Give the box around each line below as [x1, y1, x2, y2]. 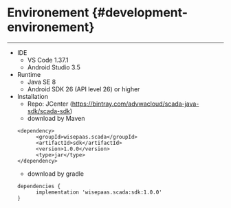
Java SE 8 [27, 78, 56, 86]
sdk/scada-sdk [27, 106, 71, 115]
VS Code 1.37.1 [27, 56, 69, 64]
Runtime [16, 70, 41, 78]
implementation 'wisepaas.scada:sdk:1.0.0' [35, 189, 163, 196]
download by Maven [27, 114, 85, 122]
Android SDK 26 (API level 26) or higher [27, 84, 140, 93]
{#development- [91, 5, 188, 21]
